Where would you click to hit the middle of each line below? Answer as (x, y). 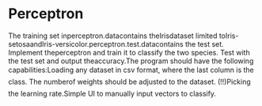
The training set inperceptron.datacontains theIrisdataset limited (113, 36)
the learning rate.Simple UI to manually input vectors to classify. (112, 93)
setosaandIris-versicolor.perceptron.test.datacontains (96, 44)
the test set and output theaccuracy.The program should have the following (131, 61)
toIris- (229, 36)
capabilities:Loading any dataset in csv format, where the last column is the (131, 70)
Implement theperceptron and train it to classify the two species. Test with (129, 52)
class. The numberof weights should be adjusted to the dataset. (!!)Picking (129, 81)
